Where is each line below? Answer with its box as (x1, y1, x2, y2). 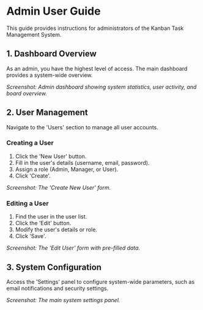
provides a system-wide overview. (6, 71, 93, 79)
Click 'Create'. (15, 172, 51, 179)
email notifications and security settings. (6, 284, 109, 292)
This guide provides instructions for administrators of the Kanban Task (6, 24, 184, 32)
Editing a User (6, 199, 49, 207)
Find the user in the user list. (15, 213, 87, 220)
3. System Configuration (6, 262, 102, 272)
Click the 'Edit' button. (15, 220, 72, 227)
